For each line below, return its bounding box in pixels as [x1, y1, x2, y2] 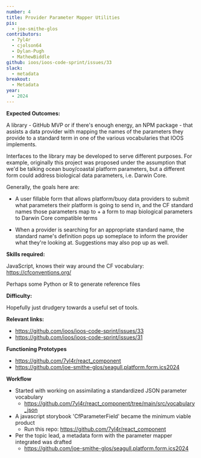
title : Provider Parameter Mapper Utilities [6, 15, 120, 21]
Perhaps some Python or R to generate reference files [6, 280, 141, 288]
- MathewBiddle [11, 54, 50, 60]
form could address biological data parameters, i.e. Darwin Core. [6, 172, 167, 179]
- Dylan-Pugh [11, 48, 45, 54]
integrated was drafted [14, 438, 72, 445]
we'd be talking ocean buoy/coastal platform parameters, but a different [6, 165, 185, 172]
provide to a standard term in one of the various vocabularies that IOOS [6, 134, 184, 141]
